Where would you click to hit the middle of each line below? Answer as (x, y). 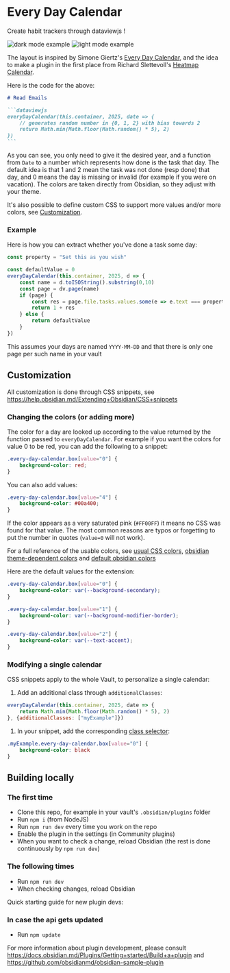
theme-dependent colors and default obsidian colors (81, 558)
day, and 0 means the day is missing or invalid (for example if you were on (112, 177)
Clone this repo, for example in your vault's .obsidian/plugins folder (114, 812)
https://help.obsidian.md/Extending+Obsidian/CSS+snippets (92, 399)
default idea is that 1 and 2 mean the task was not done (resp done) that (108, 170)
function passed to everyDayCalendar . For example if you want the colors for (114, 439)
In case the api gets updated (55, 920)
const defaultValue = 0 (41, 270)
